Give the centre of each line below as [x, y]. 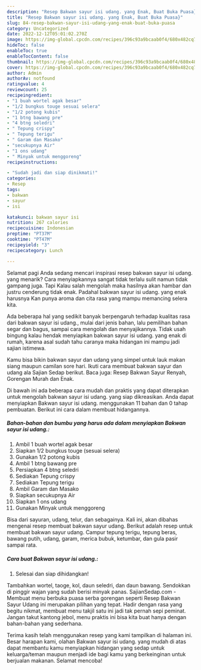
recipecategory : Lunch [35, 250]
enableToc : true [27, 51]
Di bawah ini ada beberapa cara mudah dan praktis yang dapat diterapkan [98, 390]
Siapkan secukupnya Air [45, 495]
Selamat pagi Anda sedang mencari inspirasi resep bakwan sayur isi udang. [100, 272]
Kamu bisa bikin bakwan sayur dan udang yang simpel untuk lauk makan [96, 359]
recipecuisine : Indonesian [40, 228]
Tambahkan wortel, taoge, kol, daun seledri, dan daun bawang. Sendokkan [99, 586]
